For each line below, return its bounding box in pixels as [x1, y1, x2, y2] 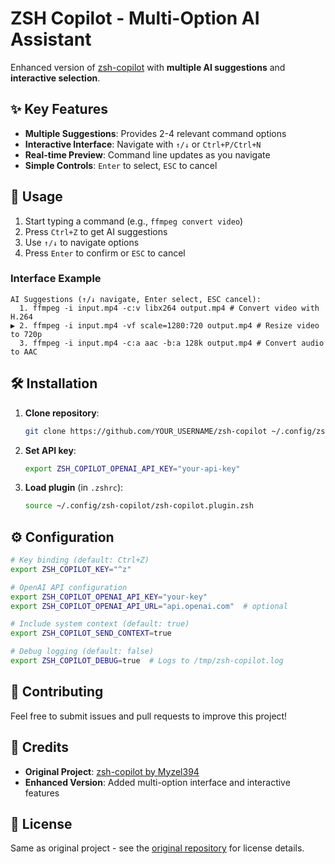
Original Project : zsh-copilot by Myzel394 [24, 765, 200, 777]
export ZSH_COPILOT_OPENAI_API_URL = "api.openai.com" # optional [10, 601, 288, 611]
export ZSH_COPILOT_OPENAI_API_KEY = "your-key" [10, 592, 208, 602]
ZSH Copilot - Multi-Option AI [10, 7, 260, 30]
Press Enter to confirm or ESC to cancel [24, 247, 186, 259]
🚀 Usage [10, 188, 63, 206]
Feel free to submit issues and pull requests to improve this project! [10, 710, 288, 722]
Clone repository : [24, 407, 100, 419]
